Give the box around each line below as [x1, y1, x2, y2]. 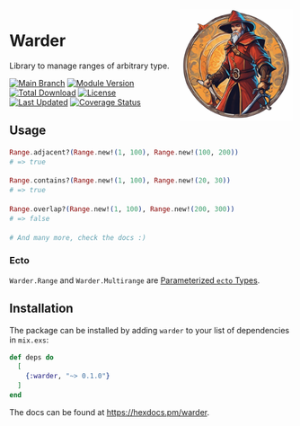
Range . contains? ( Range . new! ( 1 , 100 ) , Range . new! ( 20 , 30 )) [9, 176, 231, 185]
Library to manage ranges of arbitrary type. [9, 60, 170, 71]
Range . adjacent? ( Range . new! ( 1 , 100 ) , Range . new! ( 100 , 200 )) [9, 147, 240, 156]
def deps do [9, 352, 54, 362]
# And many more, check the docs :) [9, 233, 146, 242]
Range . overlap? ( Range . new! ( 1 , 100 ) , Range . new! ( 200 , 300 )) [9, 205, 235, 214]
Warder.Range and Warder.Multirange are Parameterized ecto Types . [9, 274, 260, 286]
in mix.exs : [9, 334, 49, 345]
